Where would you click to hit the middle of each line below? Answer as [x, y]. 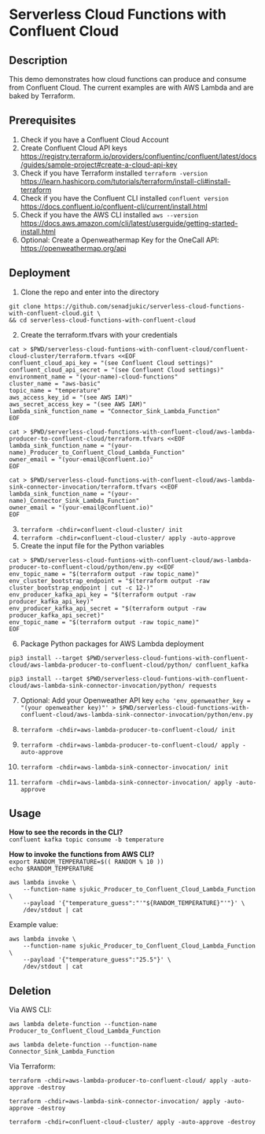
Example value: [33, 925]
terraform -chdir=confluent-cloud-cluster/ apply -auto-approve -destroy [132, 1122]
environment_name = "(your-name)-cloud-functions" [94, 377]
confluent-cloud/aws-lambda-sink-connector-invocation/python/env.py [137, 715]
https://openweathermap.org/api [73, 248]
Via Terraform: [32, 1066]
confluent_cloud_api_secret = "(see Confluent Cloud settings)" [116, 370]
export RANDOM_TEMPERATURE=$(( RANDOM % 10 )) [86, 862]
